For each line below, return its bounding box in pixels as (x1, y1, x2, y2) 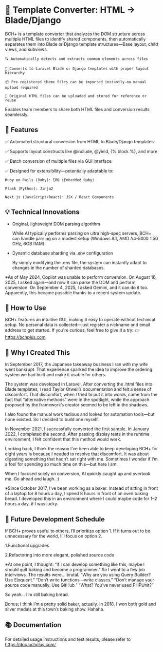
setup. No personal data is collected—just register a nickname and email (5, 322, 150, 328)
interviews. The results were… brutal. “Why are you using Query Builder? (5, 572, 151, 577)
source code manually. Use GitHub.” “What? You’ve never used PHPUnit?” (5, 582, 154, 588)
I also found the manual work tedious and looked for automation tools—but (5, 411, 155, 417)
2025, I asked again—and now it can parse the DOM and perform (5, 279, 136, 285)
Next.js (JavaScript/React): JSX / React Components (5, 194, 114, 199)
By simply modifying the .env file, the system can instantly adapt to (12, 259, 147, 265)
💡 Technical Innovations (5, 208, 80, 216)
